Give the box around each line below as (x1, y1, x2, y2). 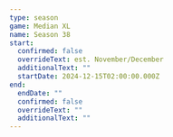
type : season (9, 13, 59, 23)
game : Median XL (9, 22, 71, 31)
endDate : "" (17, 88, 63, 97)
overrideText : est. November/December (17, 55, 165, 64)
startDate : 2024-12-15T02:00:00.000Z (17, 72, 160, 81)
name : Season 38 (9, 30, 71, 39)
